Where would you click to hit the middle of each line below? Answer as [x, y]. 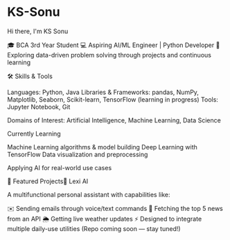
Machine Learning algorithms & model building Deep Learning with [102, 147]
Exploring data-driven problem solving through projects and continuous [109, 55]
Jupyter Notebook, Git [39, 107]
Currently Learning [34, 133]
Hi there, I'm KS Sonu [38, 31]
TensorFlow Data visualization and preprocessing [78, 154]
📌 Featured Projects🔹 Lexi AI [48, 181]
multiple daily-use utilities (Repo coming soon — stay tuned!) [94, 228]
